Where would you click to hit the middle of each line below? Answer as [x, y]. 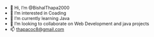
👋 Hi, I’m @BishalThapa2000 [40, 8]
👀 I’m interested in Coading [38, 13]
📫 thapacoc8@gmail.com [37, 29]
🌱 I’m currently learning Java [40, 18]
